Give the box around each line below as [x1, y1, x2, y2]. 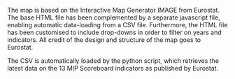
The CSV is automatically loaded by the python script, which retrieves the [7, 57, 219, 65]
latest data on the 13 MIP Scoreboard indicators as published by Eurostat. [7, 64, 219, 72]
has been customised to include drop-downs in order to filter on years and [7, 28, 222, 36]
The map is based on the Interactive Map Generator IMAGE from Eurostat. [7, 6, 220, 14]
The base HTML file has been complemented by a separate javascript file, [7, 13, 220, 22]
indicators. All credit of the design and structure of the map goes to [7, 36, 201, 44]
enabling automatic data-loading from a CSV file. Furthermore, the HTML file [7, 21, 228, 29]
